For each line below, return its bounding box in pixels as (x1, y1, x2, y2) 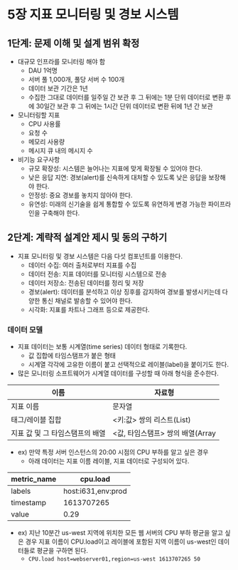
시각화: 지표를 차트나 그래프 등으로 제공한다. (28, 305, 151, 313)
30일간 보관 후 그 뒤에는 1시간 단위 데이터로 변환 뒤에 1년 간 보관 (36, 102, 213, 110)
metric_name (11, 475, 57, 484)
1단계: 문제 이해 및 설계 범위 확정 (7, 37, 140, 49)
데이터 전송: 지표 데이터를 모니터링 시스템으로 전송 (28, 269, 167, 278)
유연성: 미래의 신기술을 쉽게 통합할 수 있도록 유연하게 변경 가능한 (28, 200, 207, 208)
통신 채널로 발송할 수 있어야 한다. (41, 296, 133, 305)
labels (11, 486, 31, 496)
